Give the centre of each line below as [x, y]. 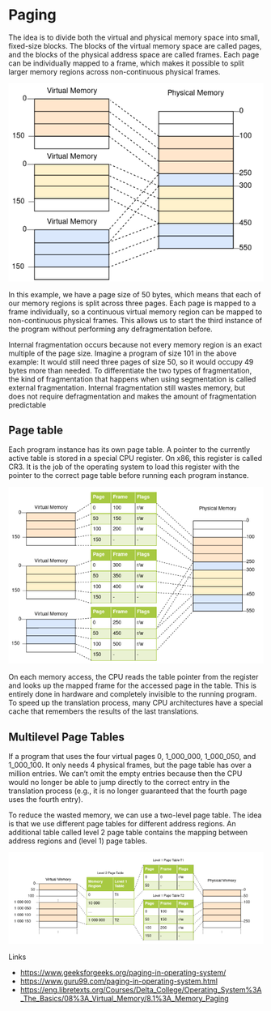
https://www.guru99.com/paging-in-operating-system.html [119, 981]
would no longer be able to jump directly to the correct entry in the [119, 782]
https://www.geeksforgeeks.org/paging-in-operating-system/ [123, 973]
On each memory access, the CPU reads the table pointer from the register [133, 677]
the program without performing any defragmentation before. [110, 329]
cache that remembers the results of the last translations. [104, 711]
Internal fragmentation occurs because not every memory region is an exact [135, 344]
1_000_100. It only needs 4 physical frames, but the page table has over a [130, 765]
